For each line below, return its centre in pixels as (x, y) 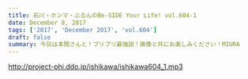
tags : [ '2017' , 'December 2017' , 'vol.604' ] (83, 30)
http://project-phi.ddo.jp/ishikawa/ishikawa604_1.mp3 (96, 66)
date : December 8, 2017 (47, 23)
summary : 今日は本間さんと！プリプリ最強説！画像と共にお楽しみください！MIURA (124, 45)
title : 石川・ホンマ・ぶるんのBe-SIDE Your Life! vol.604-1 (103, 15)
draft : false (30, 37)
